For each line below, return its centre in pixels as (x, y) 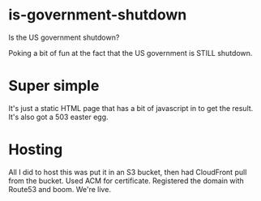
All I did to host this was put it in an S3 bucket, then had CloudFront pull (128, 172)
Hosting (36, 150)
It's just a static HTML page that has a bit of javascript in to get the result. (131, 108)
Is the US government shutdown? (64, 37)
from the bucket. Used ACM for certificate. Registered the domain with (126, 181)
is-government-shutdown (98, 15)
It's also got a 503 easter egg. (58, 117)
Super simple (54, 86)
